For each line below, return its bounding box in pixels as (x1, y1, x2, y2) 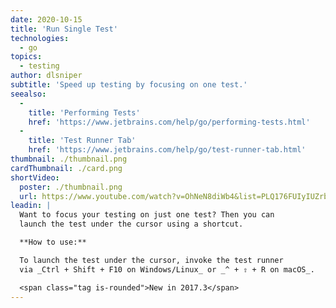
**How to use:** (19, 237, 87, 247)
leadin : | (10, 201, 52, 211)
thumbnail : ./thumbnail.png (10, 154, 128, 164)
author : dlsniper (10, 71, 83, 81)
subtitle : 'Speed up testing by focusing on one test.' (10, 80, 248, 90)
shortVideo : (10, 172, 60, 183)
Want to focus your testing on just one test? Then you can (19, 210, 275, 220)
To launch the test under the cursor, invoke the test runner (19, 255, 284, 265)
